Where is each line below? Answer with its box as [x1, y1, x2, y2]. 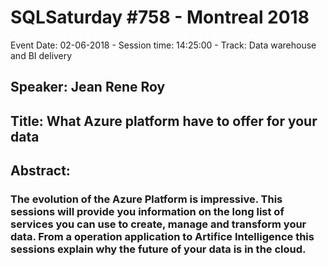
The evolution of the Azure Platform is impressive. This [10, 192, 283, 206]
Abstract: [10, 162, 71, 180]
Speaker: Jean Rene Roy [10, 79, 166, 96]
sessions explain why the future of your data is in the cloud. [10, 242, 307, 256]
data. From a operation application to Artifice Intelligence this [10, 230, 315, 244]
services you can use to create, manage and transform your [10, 217, 307, 231]
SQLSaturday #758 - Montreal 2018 [10, 6, 310, 29]
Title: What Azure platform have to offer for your [10, 112, 318, 130]
